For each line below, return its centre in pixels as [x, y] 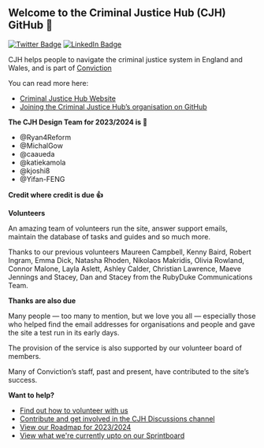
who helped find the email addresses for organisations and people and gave [132, 324]
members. [25, 356]
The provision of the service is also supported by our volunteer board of [125, 348]
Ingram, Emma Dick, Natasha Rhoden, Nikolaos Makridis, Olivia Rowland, [126, 260]
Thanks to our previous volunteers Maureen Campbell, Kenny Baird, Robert [130, 252]
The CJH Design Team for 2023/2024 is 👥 [78, 122]
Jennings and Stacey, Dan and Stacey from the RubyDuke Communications [130, 277]
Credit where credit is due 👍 [56, 194]
